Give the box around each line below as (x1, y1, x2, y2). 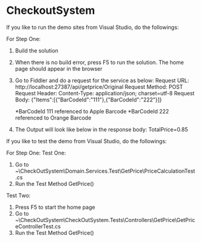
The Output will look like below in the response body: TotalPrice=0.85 (14, 126, 188, 133)
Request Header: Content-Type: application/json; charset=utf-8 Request (14, 89, 195, 97)
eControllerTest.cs (14, 223, 61, 230)
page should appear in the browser (14, 65, 103, 72)
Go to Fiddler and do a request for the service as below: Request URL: (14, 77, 190, 84)
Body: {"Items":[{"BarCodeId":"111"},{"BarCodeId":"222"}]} (14, 96, 162, 103)
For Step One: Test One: (6, 149, 66, 156)
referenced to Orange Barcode (14, 114, 92, 121)
